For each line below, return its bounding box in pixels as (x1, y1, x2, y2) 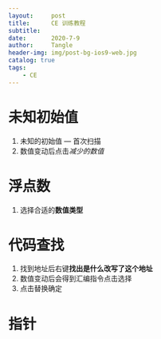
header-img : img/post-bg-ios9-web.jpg (8, 49, 137, 57)
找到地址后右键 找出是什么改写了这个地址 (19, 264, 153, 273)
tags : (8, 64, 26, 72)
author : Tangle (8, 42, 73, 50)
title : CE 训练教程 (8, 19, 86, 27)
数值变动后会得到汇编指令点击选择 (19, 273, 132, 284)
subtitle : (8, 26, 41, 34)
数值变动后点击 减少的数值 (19, 146, 104, 156)
